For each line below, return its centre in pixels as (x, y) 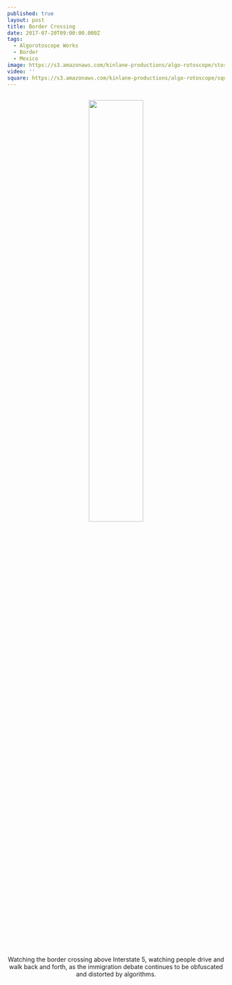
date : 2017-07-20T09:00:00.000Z (54, 33)
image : (17, 65)
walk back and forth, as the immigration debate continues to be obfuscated (116, 967)
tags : (15, 39)
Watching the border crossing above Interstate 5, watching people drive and (116, 959)
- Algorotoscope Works (46, 46)
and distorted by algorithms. (116, 974)
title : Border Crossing (41, 26)
